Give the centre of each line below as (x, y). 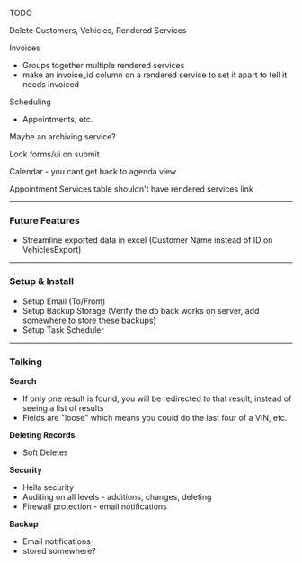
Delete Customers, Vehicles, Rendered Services (98, 30)
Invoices (25, 48)
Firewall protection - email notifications (95, 506)
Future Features (45, 220)
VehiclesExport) (52, 250)
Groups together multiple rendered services (103, 65)
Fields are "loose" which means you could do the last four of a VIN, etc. (155, 417)
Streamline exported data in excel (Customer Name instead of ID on (147, 240)
